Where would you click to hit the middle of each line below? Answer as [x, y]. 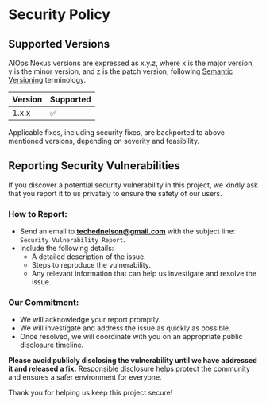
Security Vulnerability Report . [72, 240]
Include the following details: [67, 249]
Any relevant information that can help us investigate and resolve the [144, 274]
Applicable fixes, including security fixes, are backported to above [116, 132]
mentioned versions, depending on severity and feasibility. [104, 141]
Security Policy [60, 15]
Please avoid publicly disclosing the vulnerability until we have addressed [133, 361]
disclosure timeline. [52, 345]
